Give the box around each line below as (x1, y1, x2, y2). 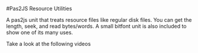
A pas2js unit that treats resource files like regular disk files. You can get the (6, 16, 192, 23)
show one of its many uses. (6, 29, 73, 36)
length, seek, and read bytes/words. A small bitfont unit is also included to (6, 23, 187, 29)
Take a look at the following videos (6, 41, 91, 47)
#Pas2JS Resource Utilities (6, 5, 72, 12)
